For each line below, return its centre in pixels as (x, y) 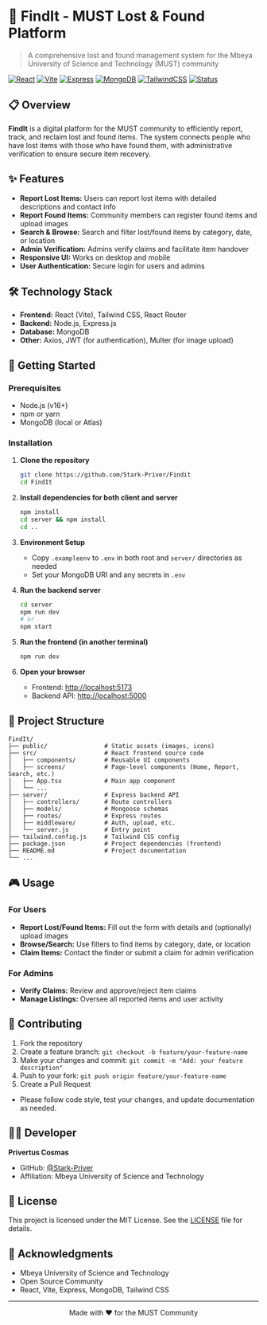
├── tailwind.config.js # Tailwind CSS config (94, 837)
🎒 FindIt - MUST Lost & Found (106, 16)
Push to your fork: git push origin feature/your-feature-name (123, 1076)
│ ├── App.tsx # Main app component (92, 781)
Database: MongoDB (54, 332)
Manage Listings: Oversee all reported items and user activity (122, 998)
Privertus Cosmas (39, 1152)
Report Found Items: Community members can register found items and (138, 215)
